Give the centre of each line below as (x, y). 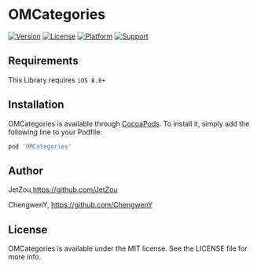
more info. (25, 257)
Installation (36, 105)
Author (26, 171)
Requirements (43, 61)
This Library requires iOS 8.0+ (57, 79)
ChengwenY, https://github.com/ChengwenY (81, 205)
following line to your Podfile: (55, 132)
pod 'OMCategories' (40, 146)
